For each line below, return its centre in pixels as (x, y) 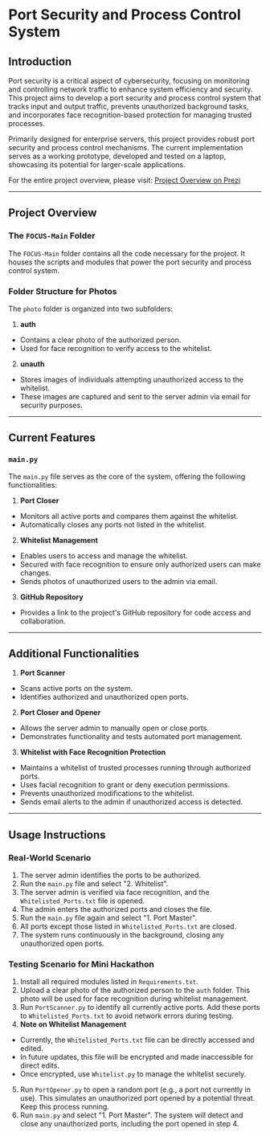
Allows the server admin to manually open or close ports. (114, 728)
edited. (32, 1048)
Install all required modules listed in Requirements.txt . (109, 982)
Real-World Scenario (50, 857)
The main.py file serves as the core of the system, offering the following (127, 476)
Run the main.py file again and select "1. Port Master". (108, 918)
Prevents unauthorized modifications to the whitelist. (107, 794)
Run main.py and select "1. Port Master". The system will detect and (131, 1115)
